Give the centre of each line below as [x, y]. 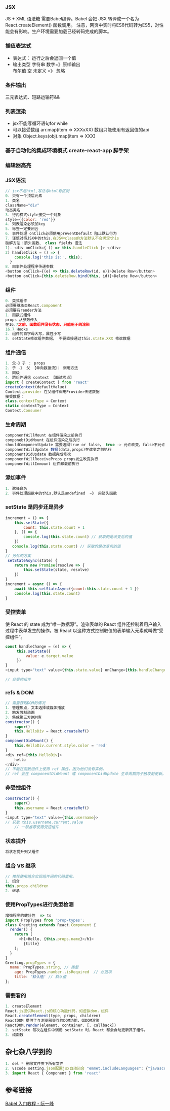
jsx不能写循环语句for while [40, 123]
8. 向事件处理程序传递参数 [30, 267]
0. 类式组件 [16, 301]
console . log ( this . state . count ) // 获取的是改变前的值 [66, 547]
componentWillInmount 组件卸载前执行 [42, 464]
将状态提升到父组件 [22, 852]
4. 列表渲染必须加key [25, 224]
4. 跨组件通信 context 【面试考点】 [40, 378]
